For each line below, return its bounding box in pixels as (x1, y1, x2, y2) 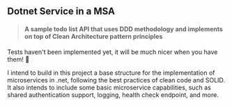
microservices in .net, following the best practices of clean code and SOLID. (7, 76, 225, 84)
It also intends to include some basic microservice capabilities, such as (7, 83, 211, 91)
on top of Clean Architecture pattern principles (24, 32, 163, 40)
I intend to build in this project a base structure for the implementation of (7, 69, 215, 77)
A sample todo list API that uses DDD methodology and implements (24, 24, 223, 33)
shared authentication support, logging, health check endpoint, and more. (7, 90, 219, 99)
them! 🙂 (7, 55, 30, 63)
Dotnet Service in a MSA (7, 6, 115, 17)
